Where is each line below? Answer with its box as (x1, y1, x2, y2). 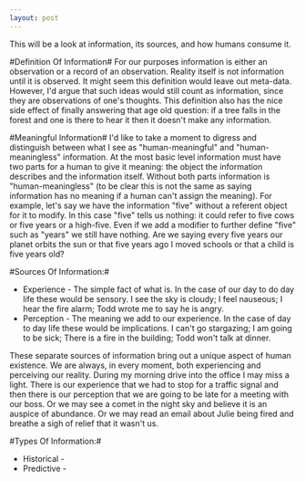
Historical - (22, 453, 66, 464)
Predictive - (22, 463, 67, 474)
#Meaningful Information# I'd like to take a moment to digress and (9, 131, 258, 142)
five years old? (9, 248, 66, 259)
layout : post (9, 13, 59, 23)
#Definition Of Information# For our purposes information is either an (9, 56, 269, 67)
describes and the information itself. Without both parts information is (9, 171, 270, 182)
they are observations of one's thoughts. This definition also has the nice (9, 95, 283, 106)
